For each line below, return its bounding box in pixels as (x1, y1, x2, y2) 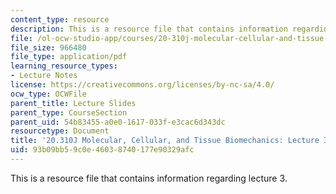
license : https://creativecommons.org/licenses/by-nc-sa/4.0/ (10, 80, 275, 90)
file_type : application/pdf (10, 52, 128, 62)
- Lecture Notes (10, 71, 78, 81)
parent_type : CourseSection (10, 107, 128, 118)
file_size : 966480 (10, 42, 87, 53)
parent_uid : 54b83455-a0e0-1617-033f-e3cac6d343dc (10, 117, 226, 127)
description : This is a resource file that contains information (10, 24, 288, 34)
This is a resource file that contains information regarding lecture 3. (10, 172, 288, 184)
